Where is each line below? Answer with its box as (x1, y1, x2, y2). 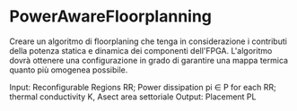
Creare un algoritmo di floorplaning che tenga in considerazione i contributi (9, 36, 287, 47)
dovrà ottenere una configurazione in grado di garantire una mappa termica (9, 55, 289, 65)
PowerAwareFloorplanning (9, 6, 213, 27)
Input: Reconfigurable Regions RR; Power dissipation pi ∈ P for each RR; (9, 81, 276, 92)
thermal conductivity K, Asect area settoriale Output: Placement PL (9, 91, 257, 102)
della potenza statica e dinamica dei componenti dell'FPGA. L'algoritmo (9, 45, 273, 55)
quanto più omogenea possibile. (9, 64, 128, 75)
